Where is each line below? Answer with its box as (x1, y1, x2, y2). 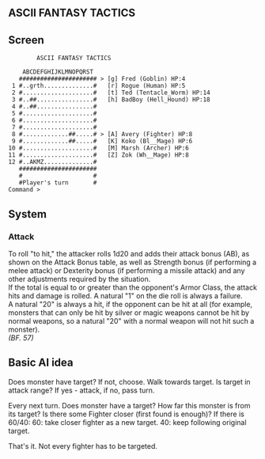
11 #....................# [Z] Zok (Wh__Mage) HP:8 (8, 151, 190, 159)
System (8, 207, 47, 221)
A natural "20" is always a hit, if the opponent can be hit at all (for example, (8, 299, 253, 309)
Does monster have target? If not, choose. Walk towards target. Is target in (8, 377, 251, 386)
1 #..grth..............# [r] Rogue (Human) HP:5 (11, 82, 186, 90)
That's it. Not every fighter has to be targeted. (8, 441, 158, 450)
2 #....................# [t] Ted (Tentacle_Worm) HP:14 (11, 89, 211, 97)
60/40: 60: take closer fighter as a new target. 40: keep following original (8, 417, 247, 427)
